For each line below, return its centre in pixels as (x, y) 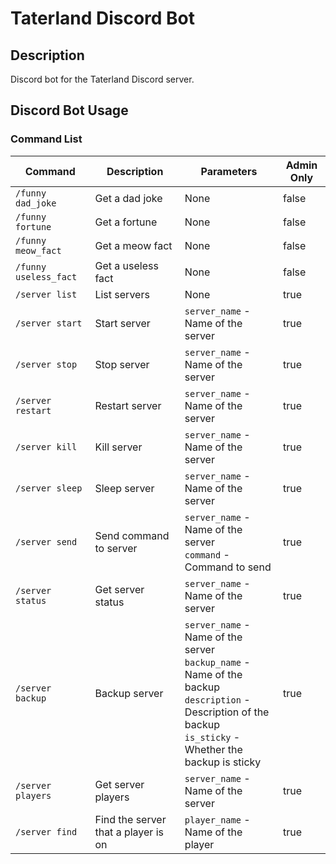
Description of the (227, 712)
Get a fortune (126, 222)
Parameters (229, 171)
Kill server (118, 447)
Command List (46, 139)
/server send (46, 541)
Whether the (213, 749)
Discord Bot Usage (69, 110)
